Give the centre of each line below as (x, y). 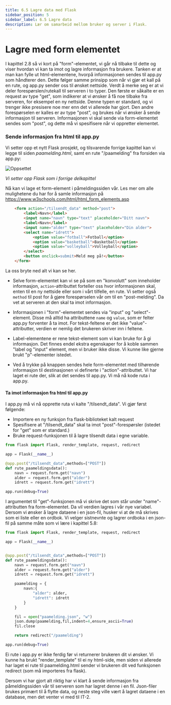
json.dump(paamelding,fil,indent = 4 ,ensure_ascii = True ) (74, 622)
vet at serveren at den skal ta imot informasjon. (62, 302)
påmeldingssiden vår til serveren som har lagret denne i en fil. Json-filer (81, 686)
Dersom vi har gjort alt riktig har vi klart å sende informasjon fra (72, 680)
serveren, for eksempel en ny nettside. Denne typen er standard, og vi (79, 102)
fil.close (25, 626)
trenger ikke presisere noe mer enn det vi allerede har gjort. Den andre (80, 107)
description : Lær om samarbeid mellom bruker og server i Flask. (76, 24)
